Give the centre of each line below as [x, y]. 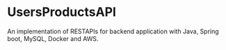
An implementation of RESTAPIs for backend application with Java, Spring [113, 31]
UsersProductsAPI [62, 12]
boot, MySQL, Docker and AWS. [53, 38]
